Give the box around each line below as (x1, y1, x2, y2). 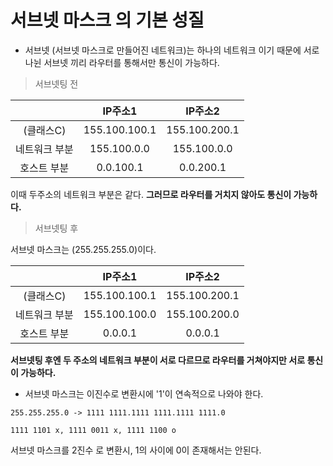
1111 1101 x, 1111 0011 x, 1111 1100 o (10, 425, 177, 435)
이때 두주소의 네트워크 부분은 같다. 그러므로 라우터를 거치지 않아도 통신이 (10, 188, 292, 200)
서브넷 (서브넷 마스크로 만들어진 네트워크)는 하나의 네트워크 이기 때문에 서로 (24, 44, 320, 56)
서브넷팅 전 (34, 77, 79, 90)
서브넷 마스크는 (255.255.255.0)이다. (10, 243, 157, 255)
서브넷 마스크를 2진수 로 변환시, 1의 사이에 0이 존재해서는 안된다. (10, 444, 262, 456)
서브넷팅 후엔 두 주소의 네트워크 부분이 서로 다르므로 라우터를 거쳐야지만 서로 (10, 354, 306, 366)
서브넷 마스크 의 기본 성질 (10, 9, 205, 32)
